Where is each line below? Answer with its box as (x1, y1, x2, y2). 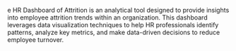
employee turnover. (7, 36, 64, 44)
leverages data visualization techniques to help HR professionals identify (7, 21, 219, 29)
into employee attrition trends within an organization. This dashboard (7, 13, 208, 22)
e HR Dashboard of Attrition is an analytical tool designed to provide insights (7, 6, 230, 14)
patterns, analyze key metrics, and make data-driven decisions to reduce (7, 28, 220, 36)
